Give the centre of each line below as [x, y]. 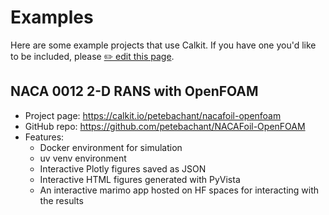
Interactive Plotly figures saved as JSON [123, 168]
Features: [44, 137]
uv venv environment [83, 158]
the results [61, 200]
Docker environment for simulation [111, 147]
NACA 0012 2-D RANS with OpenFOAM [134, 91]
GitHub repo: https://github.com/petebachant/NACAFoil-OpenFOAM [165, 126]
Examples [52, 17]
